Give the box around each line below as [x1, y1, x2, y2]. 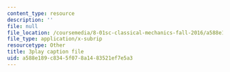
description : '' [7, 16, 53, 23]
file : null [7, 23, 38, 29]
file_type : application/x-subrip [7, 36, 103, 43]
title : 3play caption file [7, 49, 84, 56]
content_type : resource [7, 10, 75, 17]
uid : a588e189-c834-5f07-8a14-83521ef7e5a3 [7, 55, 133, 62]
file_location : [7, 29, 51, 36]
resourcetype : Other [7, 42, 66, 49]
